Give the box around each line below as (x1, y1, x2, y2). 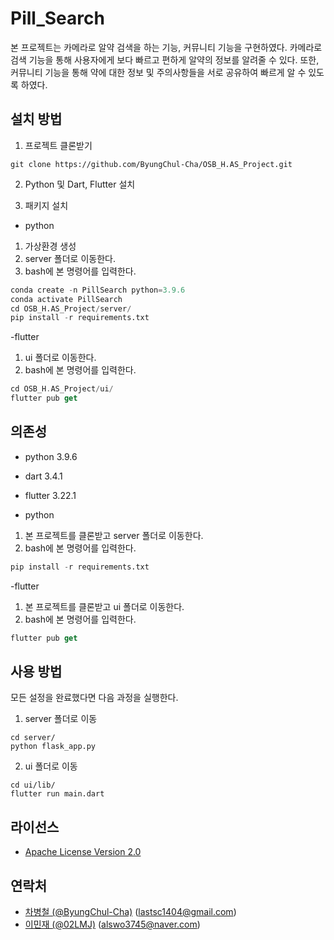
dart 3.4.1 (24, 470, 63, 482)
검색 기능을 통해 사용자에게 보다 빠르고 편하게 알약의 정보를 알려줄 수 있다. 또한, (10, 53, 320, 66)
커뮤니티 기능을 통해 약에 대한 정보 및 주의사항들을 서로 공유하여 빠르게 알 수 (10, 66, 307, 78)
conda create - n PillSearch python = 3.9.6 (10, 285, 186, 295)
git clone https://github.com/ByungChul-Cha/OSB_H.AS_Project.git (10, 159, 293, 169)
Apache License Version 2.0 (24, 846, 142, 858)
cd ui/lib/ (10, 780, 56, 791)
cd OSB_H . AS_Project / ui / (10, 384, 114, 394)
